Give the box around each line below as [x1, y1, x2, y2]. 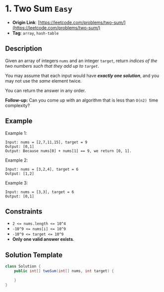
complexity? [5, 102, 30, 108]
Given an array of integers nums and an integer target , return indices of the [5, 58, 158, 64]
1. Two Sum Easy [5, 3, 73, 14]
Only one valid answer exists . [12, 236, 74, 242]
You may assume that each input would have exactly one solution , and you [5, 73, 160, 79]
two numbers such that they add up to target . [5, 63, 100, 69]
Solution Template [5, 251, 63, 259]
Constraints [5, 207, 43, 215]
